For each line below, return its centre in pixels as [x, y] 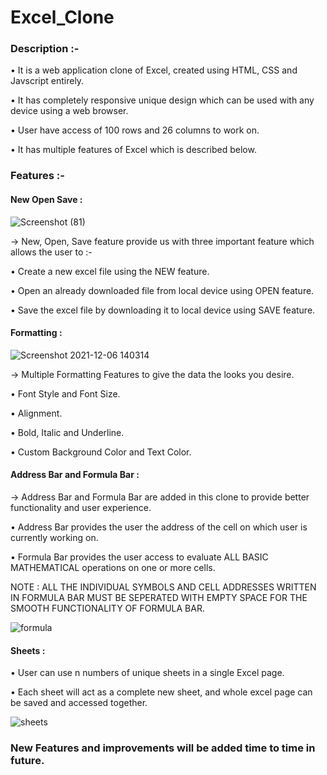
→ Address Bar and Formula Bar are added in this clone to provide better [160, 497]
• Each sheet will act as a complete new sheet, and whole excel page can [161, 692]
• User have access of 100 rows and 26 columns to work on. [135, 130]
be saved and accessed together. [79, 703]
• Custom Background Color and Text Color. [101, 452]
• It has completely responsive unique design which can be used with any [162, 100]
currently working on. [54, 538]
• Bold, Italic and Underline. [67, 432]
